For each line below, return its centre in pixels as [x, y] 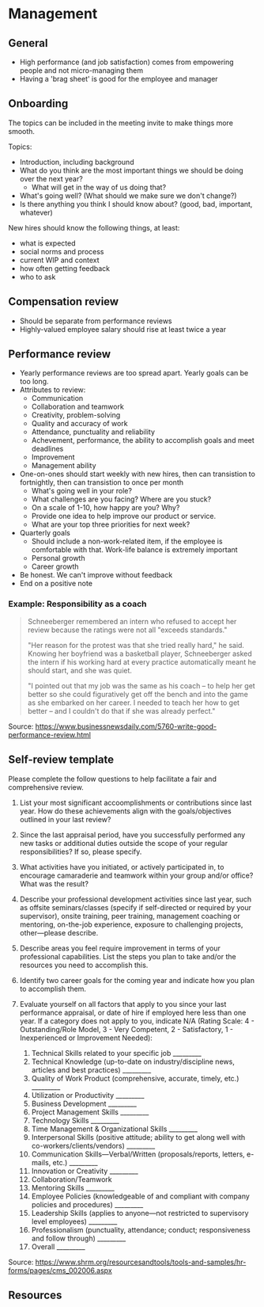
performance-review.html [49, 734]
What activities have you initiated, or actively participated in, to [122, 867]
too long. [34, 382]
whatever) [36, 212]
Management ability [64, 466]
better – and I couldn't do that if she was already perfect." [121, 711]
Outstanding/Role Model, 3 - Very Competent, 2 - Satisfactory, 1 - [126, 1029]
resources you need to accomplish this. [84, 965]
